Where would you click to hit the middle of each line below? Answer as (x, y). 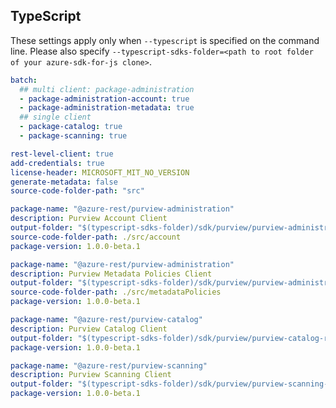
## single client (55, 117)
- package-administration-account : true (104, 99)
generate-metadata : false (64, 182)
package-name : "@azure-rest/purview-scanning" (109, 365)
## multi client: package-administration (107, 89)
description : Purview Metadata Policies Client (111, 274)
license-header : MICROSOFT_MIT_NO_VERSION (100, 172)
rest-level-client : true (62, 154)
